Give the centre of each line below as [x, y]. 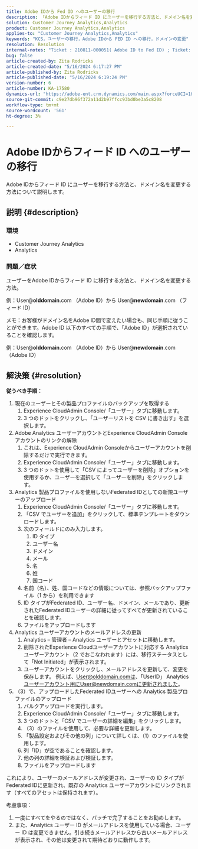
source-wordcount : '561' [37, 110]
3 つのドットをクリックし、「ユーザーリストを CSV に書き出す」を [103, 418]
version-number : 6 [29, 83]
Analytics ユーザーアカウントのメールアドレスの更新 [78, 632]
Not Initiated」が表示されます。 [72, 662]
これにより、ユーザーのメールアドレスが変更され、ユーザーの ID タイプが [95, 778]
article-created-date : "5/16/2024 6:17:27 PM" [64, 66]
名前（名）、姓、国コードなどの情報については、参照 [87, 588]
